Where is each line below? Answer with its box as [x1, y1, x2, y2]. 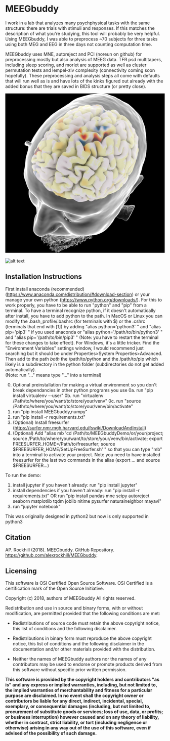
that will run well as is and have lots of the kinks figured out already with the [5, 78, 163, 84]
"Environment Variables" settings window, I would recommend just [5, 345, 144, 351]
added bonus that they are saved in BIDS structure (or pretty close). [5, 83, 147, 89]
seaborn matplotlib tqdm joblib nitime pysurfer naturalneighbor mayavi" [12, 498, 162, 504]
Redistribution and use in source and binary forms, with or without [5, 605, 143, 611]
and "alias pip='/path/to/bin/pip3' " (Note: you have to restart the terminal [5, 334, 159, 340]
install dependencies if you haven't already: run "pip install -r [12, 487, 140, 493]
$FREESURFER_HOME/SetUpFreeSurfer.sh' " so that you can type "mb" [12, 446, 162, 452]
